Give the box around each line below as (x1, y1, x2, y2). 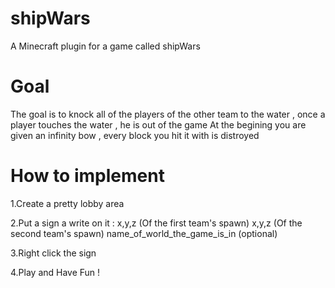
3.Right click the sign (10, 247, 97, 259)
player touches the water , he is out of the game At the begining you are (10, 118, 307, 131)
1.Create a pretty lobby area (10, 197, 125, 209)
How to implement (10, 165, 165, 187)
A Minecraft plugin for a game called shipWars (10, 40, 201, 52)
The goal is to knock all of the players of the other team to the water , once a (10, 108, 326, 120)
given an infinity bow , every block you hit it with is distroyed (10, 129, 260, 141)
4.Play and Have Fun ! (10, 266, 101, 278)
